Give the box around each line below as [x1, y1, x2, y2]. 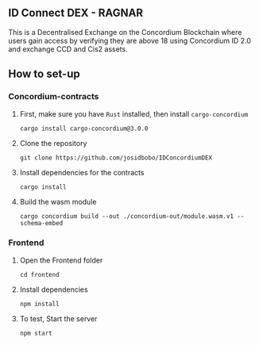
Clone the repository [19, 138, 87, 148]
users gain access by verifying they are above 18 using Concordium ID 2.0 [8, 36, 252, 45]
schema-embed [19, 219, 64, 227]
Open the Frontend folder [19, 255, 103, 265]
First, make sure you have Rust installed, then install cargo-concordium [19, 109, 249, 118]
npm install [19, 300, 60, 308]
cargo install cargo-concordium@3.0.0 [19, 125, 149, 132]
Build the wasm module [19, 197, 97, 206]
